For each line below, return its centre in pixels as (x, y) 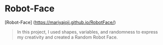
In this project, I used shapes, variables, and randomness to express (88, 32)
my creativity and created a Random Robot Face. (67, 37)
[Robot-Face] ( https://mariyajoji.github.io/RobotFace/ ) (60, 22)
